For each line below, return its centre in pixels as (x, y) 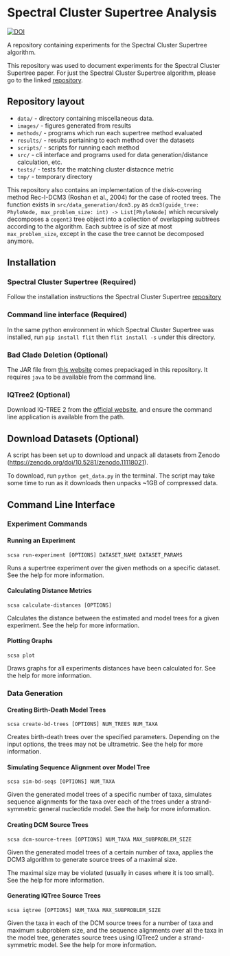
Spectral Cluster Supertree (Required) (72, 282)
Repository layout (46, 102)
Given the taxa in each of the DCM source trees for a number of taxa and (110, 923)
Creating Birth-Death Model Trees (57, 710)
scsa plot (21, 656)
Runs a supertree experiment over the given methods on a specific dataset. (114, 568)
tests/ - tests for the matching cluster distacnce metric (95, 169)
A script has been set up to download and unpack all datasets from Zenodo (114, 455)
